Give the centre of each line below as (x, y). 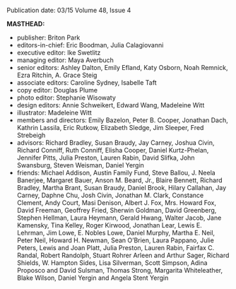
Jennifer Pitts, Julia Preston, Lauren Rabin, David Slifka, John (106, 158)
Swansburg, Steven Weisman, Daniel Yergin (80, 165)
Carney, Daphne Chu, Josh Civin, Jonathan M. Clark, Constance (110, 195)
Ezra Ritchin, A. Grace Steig (57, 75)
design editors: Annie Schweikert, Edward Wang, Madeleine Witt (111, 105)
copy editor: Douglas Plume (57, 90)
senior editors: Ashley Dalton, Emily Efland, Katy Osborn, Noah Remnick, (122, 67)
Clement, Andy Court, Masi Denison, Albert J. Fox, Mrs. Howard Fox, (117, 203)
